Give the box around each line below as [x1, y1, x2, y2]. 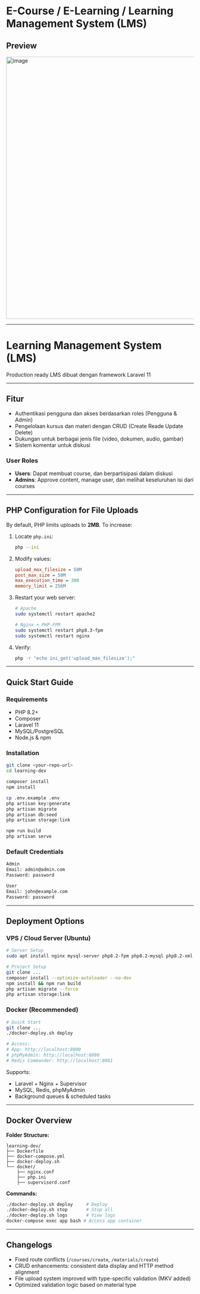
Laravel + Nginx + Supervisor [14, 1080, 87, 1087]
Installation [6, 749, 40, 758]
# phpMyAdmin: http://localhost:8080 [6, 1052, 100, 1058]
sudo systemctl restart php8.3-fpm [14, 627, 104, 633]
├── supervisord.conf [17, 1179, 70, 1186]
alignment [14, 1268, 40, 1276]
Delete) [14, 429, 33, 436]
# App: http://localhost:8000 [6, 1047, 82, 1053]
